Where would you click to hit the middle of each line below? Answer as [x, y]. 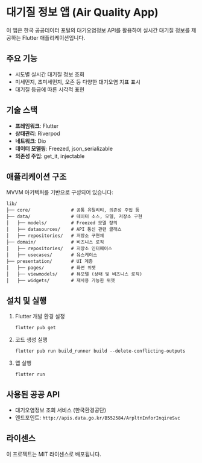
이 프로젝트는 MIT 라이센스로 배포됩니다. [54, 454]
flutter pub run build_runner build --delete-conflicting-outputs [100, 351]
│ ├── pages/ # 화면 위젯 [51, 268]
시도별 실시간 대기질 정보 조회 [49, 74]
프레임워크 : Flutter [37, 126]
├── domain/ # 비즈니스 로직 [55, 242]
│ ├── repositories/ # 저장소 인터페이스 [59, 249]
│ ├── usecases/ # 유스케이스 [52, 255]
